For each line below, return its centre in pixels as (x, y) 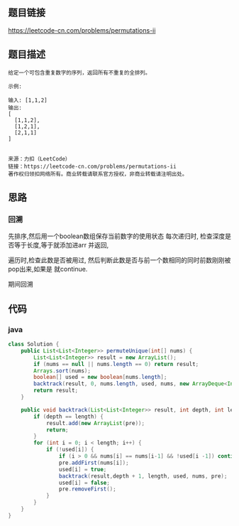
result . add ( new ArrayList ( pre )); (95, 423)
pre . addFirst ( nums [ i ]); (94, 463)
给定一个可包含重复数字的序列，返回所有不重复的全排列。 (79, 73)
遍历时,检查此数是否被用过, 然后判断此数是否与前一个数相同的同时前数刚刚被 (119, 260)
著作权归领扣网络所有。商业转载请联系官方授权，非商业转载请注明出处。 (98, 174)
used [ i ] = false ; (84, 483)
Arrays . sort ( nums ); (62, 371)
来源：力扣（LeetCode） (39, 159)
